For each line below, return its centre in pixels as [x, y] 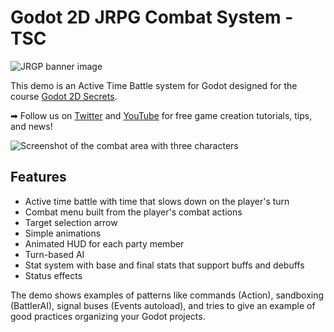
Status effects [53, 275]
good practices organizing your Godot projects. [108, 316]
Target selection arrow [71, 222]
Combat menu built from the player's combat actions [133, 212]
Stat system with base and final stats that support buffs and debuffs [164, 265]
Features [38, 177]
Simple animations [63, 233]
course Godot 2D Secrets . [64, 96]
